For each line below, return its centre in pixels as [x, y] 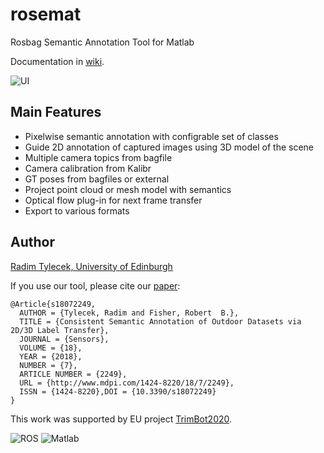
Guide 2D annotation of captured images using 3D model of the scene [169, 147]
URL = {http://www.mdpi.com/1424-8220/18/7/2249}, [127, 383]
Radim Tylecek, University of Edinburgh [91, 266]
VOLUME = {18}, [51, 348]
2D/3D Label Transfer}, [60, 330]
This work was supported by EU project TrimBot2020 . [121, 419]
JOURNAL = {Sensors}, [64, 339]
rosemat [46, 14]
